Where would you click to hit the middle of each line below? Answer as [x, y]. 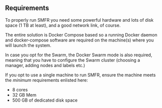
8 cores [20, 90]
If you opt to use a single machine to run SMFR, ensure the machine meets [81, 75]
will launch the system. [28, 45]
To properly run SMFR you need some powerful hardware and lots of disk [79, 20]
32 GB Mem [24, 95]
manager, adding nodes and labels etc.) [45, 65]
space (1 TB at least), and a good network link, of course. [63, 25]
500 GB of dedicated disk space [45, 100]
